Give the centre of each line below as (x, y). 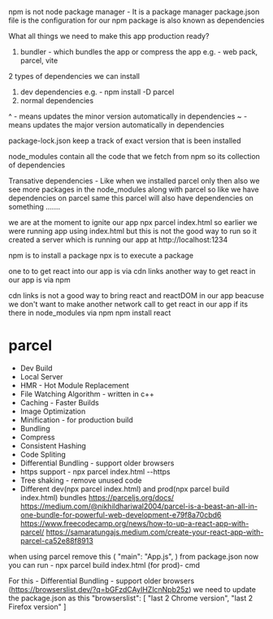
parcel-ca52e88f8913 (56, 540)
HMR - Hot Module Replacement (75, 385)
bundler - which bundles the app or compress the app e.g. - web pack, (139, 52)
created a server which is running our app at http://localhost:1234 (118, 240)
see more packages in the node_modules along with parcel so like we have (134, 189)
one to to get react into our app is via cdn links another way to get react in (132, 271)
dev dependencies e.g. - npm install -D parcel (97, 92)
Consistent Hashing (53, 445)
